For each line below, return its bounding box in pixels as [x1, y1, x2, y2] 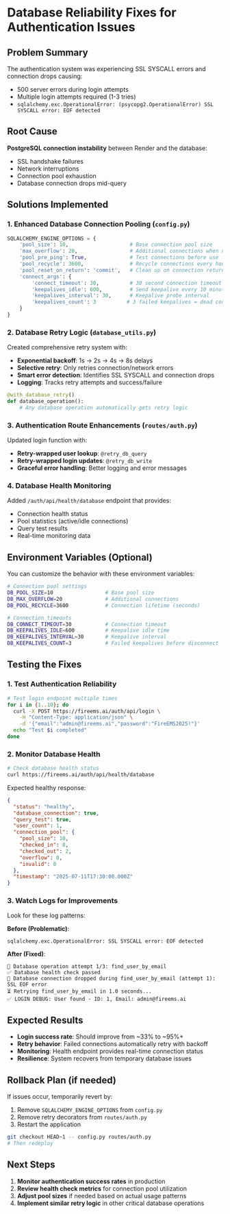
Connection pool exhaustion [16, 171, 97, 179]
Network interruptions [16, 164, 79, 173]
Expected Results [7, 1014, 84, 1026]
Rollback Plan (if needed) [7, 1074, 116, 1086]
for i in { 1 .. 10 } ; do [7, 701, 69, 708]
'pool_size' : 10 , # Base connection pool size [19, 241, 213, 248]
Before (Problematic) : [7, 925, 70, 933]
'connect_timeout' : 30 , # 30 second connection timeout [31, 280, 222, 286]
